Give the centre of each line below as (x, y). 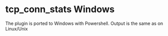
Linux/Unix (17, 28)
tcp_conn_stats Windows (60, 9)
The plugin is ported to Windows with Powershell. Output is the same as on (84, 23)
